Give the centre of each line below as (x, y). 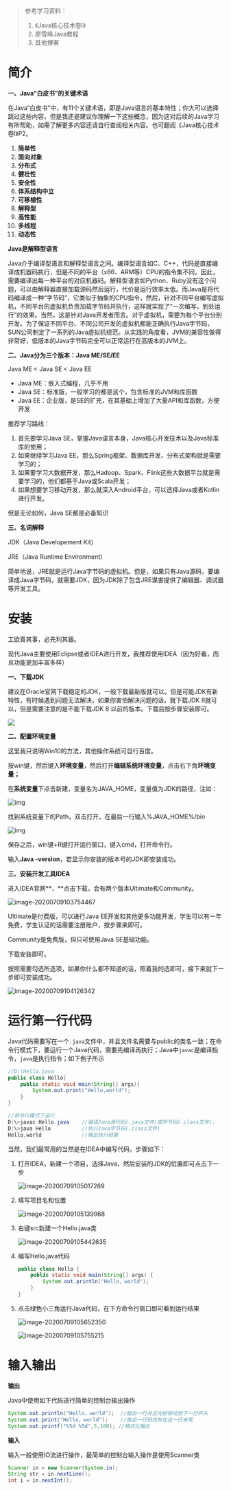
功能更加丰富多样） (40, 662)
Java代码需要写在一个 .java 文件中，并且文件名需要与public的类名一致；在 (112, 1041)
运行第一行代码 (50, 1021)
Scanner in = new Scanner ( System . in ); (63, 1468)
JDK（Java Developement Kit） (52, 542)
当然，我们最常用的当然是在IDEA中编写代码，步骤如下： (87, 1149)
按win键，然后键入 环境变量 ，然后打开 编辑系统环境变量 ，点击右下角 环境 (109, 765)
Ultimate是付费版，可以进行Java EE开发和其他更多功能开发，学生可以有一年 (115, 916)
